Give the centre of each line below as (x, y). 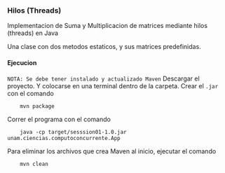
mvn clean (34, 164)
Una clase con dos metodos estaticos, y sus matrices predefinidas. (104, 47)
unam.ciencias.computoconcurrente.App (64, 138)
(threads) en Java (33, 33)
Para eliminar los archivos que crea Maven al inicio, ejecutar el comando (112, 151)
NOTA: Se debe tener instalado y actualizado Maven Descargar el (103, 78)
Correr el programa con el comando (59, 119)
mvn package (37, 106)
